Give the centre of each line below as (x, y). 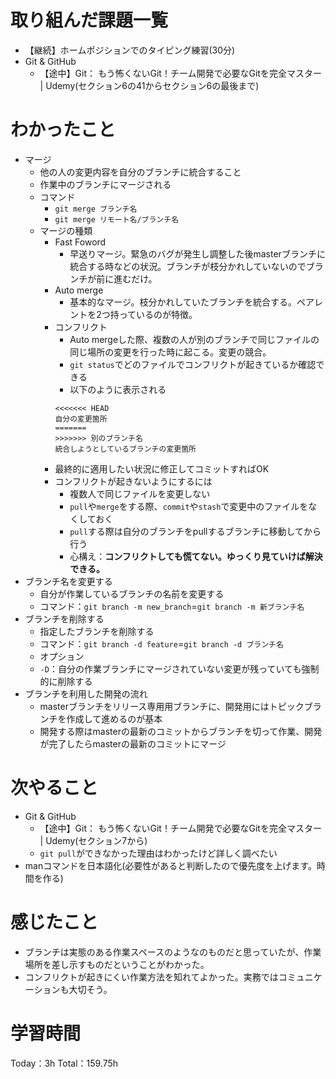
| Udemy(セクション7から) (93, 840)
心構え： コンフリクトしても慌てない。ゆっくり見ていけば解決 (196, 556)
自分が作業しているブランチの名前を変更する (132, 593)
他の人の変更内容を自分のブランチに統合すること (140, 172)
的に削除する (66, 681)
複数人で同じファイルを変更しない (140, 493)
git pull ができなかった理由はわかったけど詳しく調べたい (158, 853)
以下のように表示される (118, 389)
